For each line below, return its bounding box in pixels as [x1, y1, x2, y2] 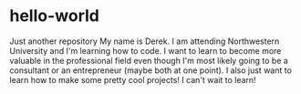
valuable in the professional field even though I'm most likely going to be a [9, 55, 289, 66]
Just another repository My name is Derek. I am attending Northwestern [9, 36, 280, 47]
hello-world [9, 5, 100, 26]
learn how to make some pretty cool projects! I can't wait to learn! [9, 74, 257, 85]
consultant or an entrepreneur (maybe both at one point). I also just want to [9, 65, 292, 76]
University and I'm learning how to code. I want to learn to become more [9, 45, 282, 56]
